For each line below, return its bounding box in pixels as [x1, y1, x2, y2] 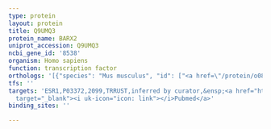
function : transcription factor [8, 64, 117, 73]
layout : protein [8, 19, 63, 27]
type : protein [8, 11, 56, 20]
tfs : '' [8, 79, 35, 87]
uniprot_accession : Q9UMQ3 [8, 42, 99, 50]
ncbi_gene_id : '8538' [8, 49, 81, 57]
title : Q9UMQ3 [8, 27, 56, 35]
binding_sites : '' [8, 102, 70, 110]
